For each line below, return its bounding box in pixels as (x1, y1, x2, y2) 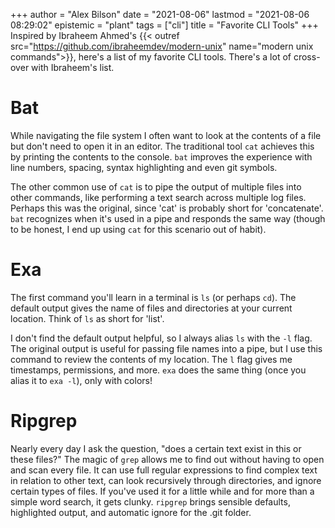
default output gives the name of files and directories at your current (10, 302, 293, 314)
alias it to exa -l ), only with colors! (10, 374, 153, 386)
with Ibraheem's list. (31, 62, 115, 73)
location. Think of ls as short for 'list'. (10, 312, 165, 324)
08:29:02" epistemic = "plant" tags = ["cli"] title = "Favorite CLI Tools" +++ (10, 19, 319, 31)
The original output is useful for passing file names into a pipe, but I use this (10, 342, 323, 354)
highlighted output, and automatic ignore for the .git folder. (10, 506, 252, 518)
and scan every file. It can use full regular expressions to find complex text (10, 464, 318, 476)
